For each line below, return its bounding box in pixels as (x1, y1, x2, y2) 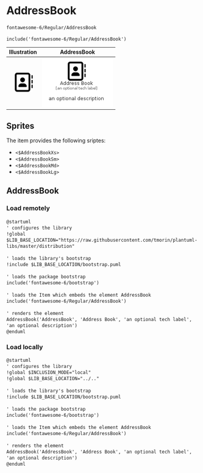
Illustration (9, 48, 38, 56)
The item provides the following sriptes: (6, 137, 106, 144)
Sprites (6, 120, 35, 131)
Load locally (6, 342, 43, 351)
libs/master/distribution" (6, 243, 75, 249)
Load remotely (6, 204, 51, 212)
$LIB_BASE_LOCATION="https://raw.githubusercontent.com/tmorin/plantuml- (6, 237, 198, 243)
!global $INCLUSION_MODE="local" (6, 369, 91, 375)
